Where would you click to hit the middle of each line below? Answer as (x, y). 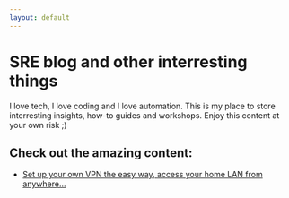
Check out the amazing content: (101, 153)
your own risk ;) (38, 125)
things (34, 81)
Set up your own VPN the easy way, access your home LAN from (142, 175)
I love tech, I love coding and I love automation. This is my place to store (142, 106)
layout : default (39, 17)
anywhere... (44, 184)
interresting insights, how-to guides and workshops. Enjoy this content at (144, 115)
